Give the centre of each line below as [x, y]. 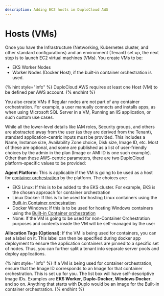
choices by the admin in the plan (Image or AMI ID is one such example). [78, 152]
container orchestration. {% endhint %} [45, 289]
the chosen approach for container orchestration [61, 192]
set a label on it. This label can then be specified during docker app [73, 238]
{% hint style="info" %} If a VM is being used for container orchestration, [79, 263]
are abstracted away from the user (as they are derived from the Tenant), [79, 132]
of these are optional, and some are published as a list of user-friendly [76, 148]
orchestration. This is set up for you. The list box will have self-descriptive [80, 274]
